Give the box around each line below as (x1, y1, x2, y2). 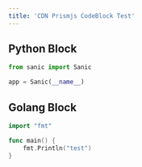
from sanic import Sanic (8, 63, 92, 71)
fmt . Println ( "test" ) (23, 143, 92, 152)
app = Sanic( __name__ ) (8, 78, 85, 86)
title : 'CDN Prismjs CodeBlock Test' (8, 11, 136, 20)
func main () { (8, 136, 56, 144)
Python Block (8, 42, 77, 56)
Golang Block (8, 101, 77, 114)
